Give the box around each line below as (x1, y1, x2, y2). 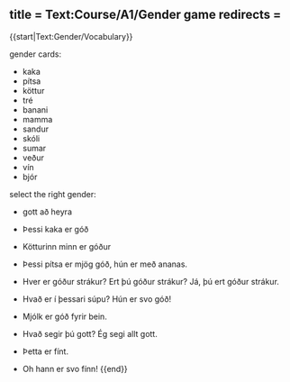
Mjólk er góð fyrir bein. (22, 311, 108, 322)
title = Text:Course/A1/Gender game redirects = (9, 7, 282, 23)
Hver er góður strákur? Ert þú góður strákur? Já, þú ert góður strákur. (22, 276, 279, 286)
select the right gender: (9, 188, 96, 199)
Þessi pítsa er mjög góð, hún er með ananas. (22, 259, 187, 269)
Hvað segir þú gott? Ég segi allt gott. (22, 328, 158, 339)
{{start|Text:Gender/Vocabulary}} (9, 31, 133, 41)
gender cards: (9, 49, 61, 59)
